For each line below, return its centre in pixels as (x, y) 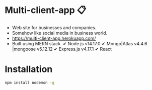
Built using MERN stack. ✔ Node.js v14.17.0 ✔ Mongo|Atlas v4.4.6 (80, 43)
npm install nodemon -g (30, 82)
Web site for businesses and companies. (54, 27)
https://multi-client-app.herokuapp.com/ (54, 38)
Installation (29, 69)
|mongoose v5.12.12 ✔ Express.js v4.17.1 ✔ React (62, 49)
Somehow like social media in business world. (60, 33)
